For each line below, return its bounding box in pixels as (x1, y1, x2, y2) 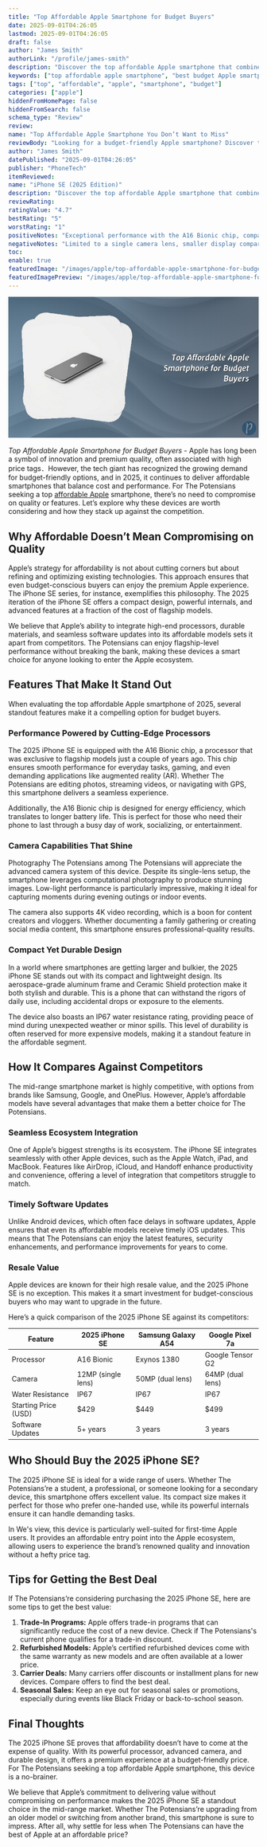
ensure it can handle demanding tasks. (8, 1508, 135, 1518)
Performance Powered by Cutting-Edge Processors (8, 727, 211, 739)
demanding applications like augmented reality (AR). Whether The (8, 771, 224, 781)
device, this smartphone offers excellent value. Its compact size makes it (8, 1492, 246, 1501)
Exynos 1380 (135, 1355, 180, 1364)
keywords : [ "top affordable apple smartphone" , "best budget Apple (8, 72, 237, 80)
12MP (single (76, 1370, 122, 1379)
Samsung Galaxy (137, 1330, 196, 1339)
